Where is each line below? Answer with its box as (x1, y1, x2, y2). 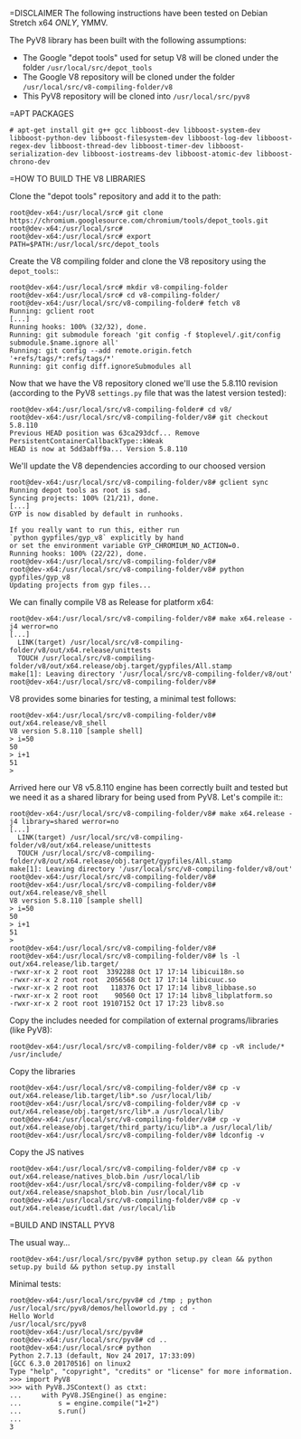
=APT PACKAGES (9, 109, 74, 118)
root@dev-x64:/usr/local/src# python (9, 1343, 152, 1352)
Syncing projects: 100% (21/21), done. (9, 494, 160, 503)
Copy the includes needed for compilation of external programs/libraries (9, 1015, 278, 1026)
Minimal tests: (9, 1279, 61, 1289)
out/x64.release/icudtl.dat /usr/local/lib (9, 1204, 176, 1213)
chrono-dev (9, 157, 51, 166)
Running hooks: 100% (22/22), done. (9, 549, 147, 558)
